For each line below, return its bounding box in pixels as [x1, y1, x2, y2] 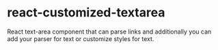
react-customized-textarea [7, 5, 165, 21]
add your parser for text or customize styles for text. [7, 34, 154, 42]
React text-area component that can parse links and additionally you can [7, 27, 212, 36]
